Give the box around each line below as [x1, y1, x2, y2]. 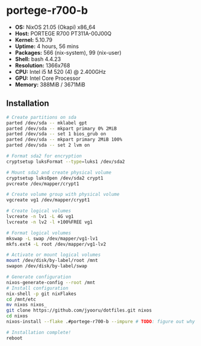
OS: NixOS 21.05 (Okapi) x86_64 [14, 23, 96, 31]
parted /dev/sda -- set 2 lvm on [6, 142, 90, 148]
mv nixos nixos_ [6, 302, 47, 308]
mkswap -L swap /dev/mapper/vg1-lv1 [6, 235, 98, 241]
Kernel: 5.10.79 [14, 36, 53, 43]
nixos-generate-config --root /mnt [6, 279, 96, 285]
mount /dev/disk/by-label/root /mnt [6, 258, 98, 264]
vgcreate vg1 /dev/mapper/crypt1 [6, 197, 90, 203]
